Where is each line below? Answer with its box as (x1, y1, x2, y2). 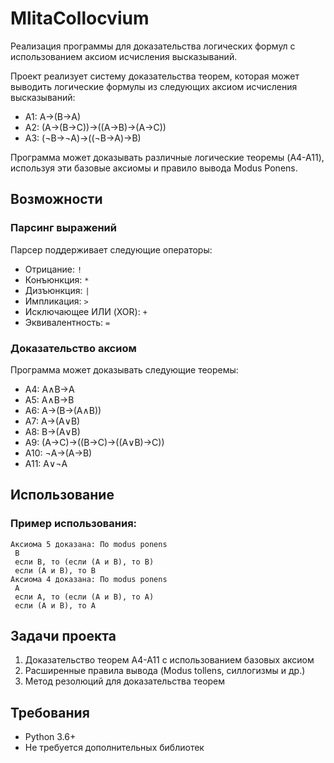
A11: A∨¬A (24, 457, 68, 469)
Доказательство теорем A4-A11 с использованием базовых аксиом (24, 654, 315, 666)
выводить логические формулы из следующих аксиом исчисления (10, 80, 298, 92)
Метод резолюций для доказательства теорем (24, 675, 226, 687)
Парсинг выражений (10, 221, 117, 235)
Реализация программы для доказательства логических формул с (10, 40, 296, 52)
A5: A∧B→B (24, 393, 75, 406)
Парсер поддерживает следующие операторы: (10, 243, 213, 256)
